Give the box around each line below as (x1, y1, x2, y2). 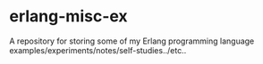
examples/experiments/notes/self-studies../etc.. (9, 44, 187, 55)
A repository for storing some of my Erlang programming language (9, 36, 255, 46)
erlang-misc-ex (9, 6, 128, 27)
